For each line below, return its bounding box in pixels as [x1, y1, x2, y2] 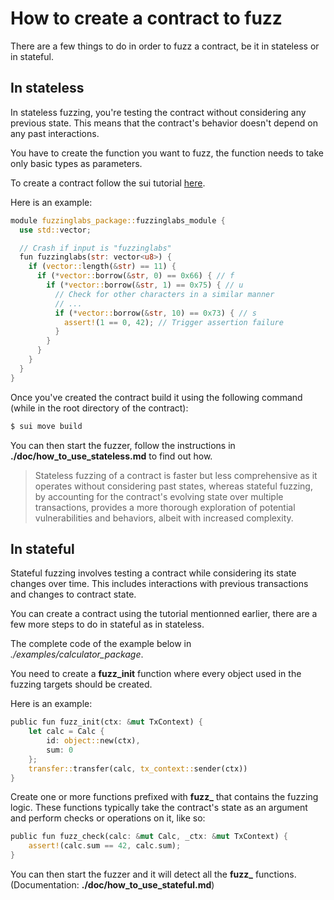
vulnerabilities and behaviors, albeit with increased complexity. [34, 512, 294, 524]
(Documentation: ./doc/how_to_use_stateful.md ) [10, 879, 215, 891]
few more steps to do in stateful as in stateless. [10, 618, 205, 631]
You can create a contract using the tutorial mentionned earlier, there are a [10, 608, 318, 620]
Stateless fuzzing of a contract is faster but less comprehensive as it [34, 469, 318, 481]
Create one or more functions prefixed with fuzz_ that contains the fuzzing [10, 791, 319, 803]
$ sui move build [10, 421, 83, 431]
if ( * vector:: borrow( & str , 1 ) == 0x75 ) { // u [46, 280, 244, 290]
